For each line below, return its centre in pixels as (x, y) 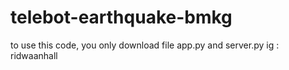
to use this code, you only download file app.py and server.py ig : (145, 45)
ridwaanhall (34, 55)
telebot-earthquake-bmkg (121, 17)
